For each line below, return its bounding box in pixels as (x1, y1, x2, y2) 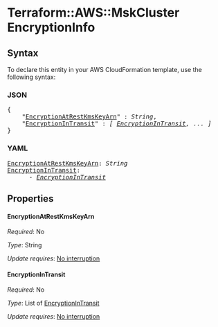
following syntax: (7, 73, 56, 81)
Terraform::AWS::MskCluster (7, 5, 180, 21)
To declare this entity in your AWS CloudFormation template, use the (7, 66, 202, 73)
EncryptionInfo (7, 19, 96, 35)
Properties (7, 193, 54, 204)
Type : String (7, 241, 42, 249)
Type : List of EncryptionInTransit (7, 299, 100, 308)
